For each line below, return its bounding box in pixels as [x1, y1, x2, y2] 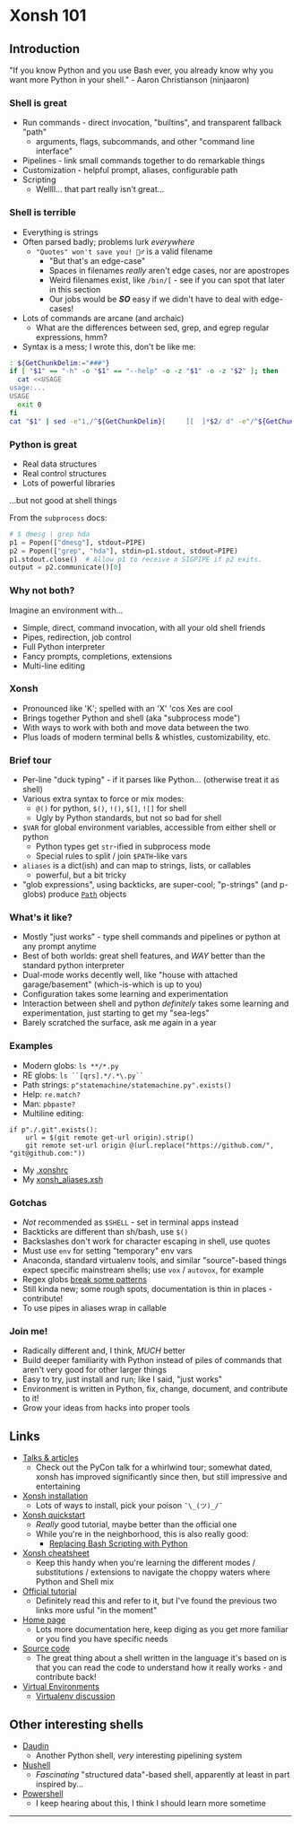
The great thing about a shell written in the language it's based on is [35, 1653, 287, 1664]
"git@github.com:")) [9, 1149, 87, 1158]
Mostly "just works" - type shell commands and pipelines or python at [21, 931, 280, 942]
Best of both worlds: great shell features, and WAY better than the [21, 950, 266, 961]
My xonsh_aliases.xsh [21, 1174, 104, 1184]
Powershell [21, 1787, 64, 1799]
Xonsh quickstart [21, 1509, 86, 1521]
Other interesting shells [9, 1717, 144, 1732]
